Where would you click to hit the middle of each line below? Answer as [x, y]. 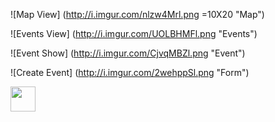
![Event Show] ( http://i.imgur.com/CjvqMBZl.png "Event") [128, 53]
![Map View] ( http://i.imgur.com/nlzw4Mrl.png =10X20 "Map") [137, 14]
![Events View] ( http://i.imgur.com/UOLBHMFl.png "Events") [134, 33]
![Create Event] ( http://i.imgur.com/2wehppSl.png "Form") [130, 72]
